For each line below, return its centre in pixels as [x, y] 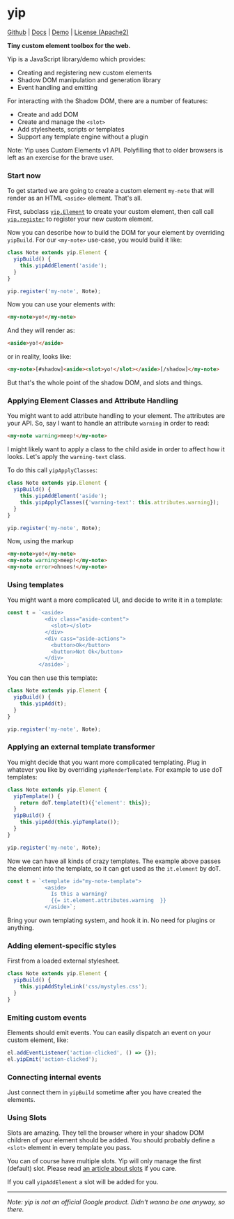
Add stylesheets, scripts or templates [71, 129]
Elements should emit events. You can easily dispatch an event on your [109, 1032]
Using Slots [27, 1117]
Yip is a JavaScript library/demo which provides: [77, 59]
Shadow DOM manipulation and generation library [89, 80]
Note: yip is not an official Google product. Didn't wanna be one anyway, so [116, 1202]
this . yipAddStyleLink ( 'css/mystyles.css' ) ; [84, 987]
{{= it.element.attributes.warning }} [109, 901]
